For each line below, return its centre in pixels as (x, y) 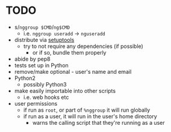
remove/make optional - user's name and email (73, 71)
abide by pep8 (32, 59)
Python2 (25, 78)
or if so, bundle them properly (69, 52)
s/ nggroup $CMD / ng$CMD (42, 27)
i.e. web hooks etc (46, 97)
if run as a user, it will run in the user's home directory (90, 116)
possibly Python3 (45, 84)
